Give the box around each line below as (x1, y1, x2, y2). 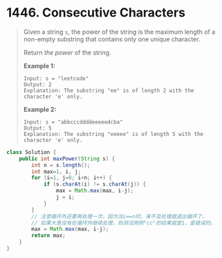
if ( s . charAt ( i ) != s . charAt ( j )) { (43, 181, 147, 188)
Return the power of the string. (23, 48, 111, 57)
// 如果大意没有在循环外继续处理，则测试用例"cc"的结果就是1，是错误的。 (31, 219, 216, 226)
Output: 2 (23, 81, 53, 88)
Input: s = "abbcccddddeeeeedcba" (23, 119, 123, 126)
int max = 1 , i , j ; (31, 168, 81, 175)
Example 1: (23, 61, 56, 70)
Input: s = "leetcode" (23, 75, 89, 82)
